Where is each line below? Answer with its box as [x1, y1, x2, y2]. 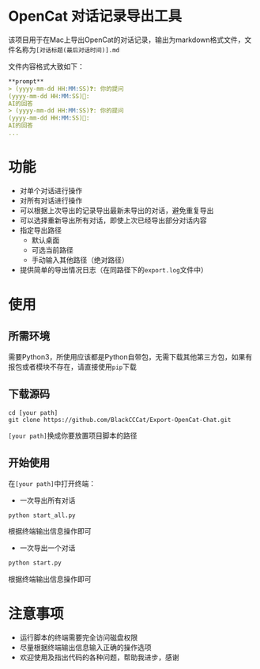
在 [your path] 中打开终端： [8, 478, 96, 488]
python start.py [8, 559, 62, 567]
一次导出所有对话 [19, 496, 76, 505]
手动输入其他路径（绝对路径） [31, 255, 129, 264]
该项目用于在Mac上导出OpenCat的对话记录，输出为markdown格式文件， [8, 35, 245, 44]
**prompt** [8, 77, 44, 86]
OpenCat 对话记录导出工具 [8, 7, 183, 25]
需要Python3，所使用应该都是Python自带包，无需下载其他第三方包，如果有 [8, 352, 253, 361]
